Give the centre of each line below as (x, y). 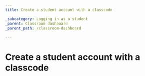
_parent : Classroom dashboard (37, 23)
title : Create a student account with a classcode (59, 10)
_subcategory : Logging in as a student (47, 19)
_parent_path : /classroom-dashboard (43, 28)
